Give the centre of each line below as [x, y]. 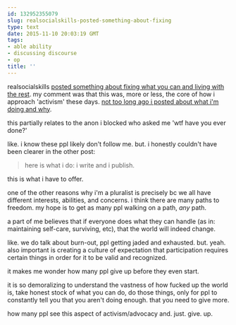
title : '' [22, 66]
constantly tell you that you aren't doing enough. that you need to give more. [118, 300]
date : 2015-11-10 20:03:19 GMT [53, 34]
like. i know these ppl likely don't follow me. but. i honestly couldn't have [112, 144]
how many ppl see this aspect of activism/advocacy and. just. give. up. [110, 313]
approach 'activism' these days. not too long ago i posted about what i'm [113, 101]
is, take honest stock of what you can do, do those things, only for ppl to [112, 292]
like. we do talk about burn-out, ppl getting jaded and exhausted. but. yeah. [117, 242]
